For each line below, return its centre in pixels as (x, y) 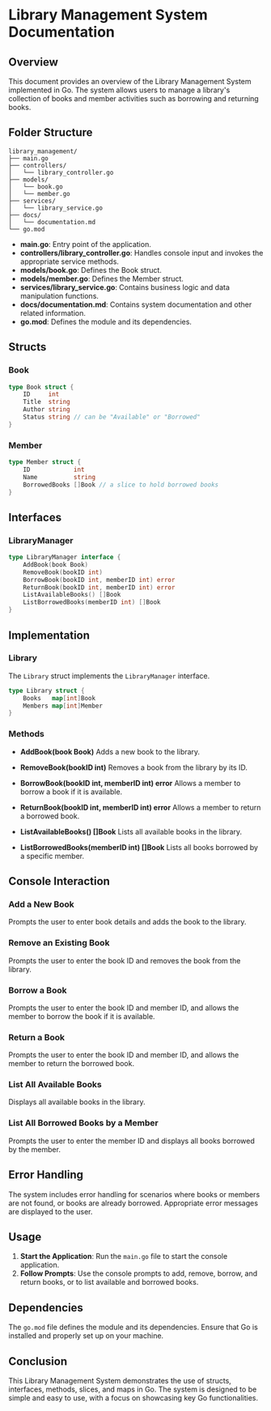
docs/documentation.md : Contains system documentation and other (136, 304)
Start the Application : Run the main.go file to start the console (124, 1256)
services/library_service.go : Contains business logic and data (125, 287)
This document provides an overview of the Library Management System (130, 81)
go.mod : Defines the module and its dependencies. (106, 321)
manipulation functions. (59, 295)
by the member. (34, 1149)
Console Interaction (59, 881)
